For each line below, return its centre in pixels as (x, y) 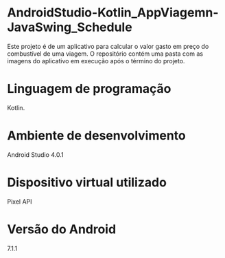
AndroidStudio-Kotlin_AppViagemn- (113, 13)
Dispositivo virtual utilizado (87, 182)
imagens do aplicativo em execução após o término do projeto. (96, 61)
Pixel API (20, 202)
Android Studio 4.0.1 (35, 154)
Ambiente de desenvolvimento (97, 136)
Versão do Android (62, 229)
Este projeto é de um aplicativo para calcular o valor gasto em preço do (108, 46)
